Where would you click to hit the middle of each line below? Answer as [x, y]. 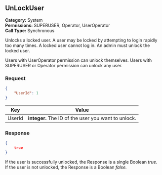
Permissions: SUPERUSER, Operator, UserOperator [58, 25]
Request [15, 78]
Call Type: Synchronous [30, 30]
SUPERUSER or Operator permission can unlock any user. [64, 65]
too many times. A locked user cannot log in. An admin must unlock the [78, 45]
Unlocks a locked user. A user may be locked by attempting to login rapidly [81, 40]
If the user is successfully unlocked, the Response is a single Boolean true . [81, 162]
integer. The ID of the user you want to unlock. [82, 118]
